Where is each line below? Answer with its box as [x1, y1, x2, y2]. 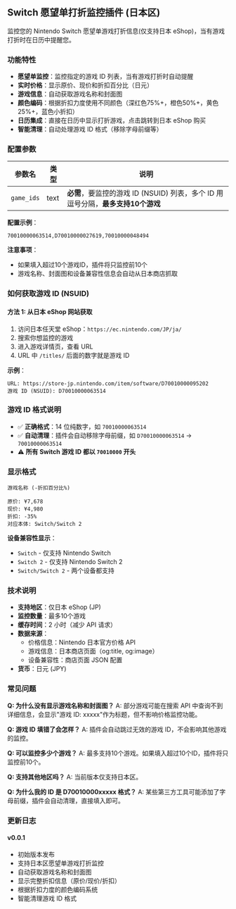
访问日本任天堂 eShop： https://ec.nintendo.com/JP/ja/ [17, 325, 182, 333]
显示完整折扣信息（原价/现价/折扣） [17, 876, 121, 885]
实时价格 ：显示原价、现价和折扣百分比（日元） [17, 81, 153, 89]
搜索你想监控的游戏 [17, 333, 74, 341]
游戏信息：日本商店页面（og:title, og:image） [27, 647, 159, 656]
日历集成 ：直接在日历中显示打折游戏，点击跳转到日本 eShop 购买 [17, 116, 206, 125]
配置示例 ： [7, 218, 39, 227]
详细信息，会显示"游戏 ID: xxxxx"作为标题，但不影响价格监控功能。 [7, 710, 202, 718]
